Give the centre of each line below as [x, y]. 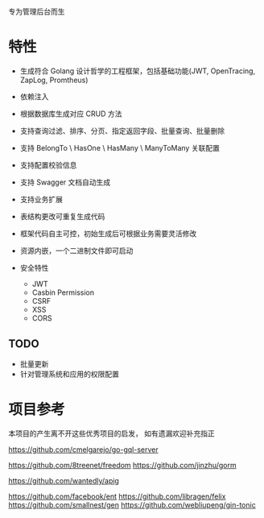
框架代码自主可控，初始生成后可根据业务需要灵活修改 [108, 234]
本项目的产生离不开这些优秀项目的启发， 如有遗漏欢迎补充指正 [111, 433]
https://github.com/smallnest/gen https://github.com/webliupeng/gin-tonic [132, 504]
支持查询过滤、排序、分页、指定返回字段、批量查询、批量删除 [122, 131]
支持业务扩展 [41, 200]
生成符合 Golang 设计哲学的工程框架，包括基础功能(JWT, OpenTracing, [138, 71]
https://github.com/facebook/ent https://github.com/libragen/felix [117, 496]
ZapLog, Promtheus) [54, 80]
